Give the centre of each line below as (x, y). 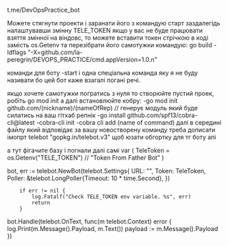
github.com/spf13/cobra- (162, 115)
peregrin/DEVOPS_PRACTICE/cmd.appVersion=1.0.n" (82, 60)
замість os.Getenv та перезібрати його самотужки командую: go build (110, 45)
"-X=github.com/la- (55, 52)
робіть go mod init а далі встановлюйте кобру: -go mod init (92, 101)
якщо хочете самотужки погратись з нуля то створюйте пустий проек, (111, 93)
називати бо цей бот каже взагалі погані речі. (74, 80)
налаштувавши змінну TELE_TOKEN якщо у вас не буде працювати (105, 30)
